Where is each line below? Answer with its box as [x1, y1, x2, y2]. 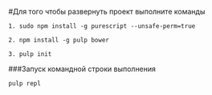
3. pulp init [8, 50, 52, 58]
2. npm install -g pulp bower [8, 36, 110, 44]
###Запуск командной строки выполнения [8, 64, 157, 73]
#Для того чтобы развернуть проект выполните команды [8, 7, 206, 16]
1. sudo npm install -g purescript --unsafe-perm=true [8, 22, 196, 30]
